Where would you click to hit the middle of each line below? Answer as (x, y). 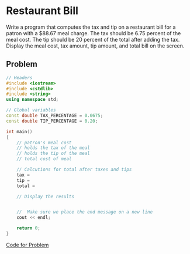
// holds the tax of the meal (53, 148)
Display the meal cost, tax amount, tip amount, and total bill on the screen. (95, 46)
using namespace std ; (32, 100)
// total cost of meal (44, 159)
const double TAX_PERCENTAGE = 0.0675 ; (55, 116)
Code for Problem (27, 245)
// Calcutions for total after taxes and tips (74, 170)
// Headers (19, 77)
